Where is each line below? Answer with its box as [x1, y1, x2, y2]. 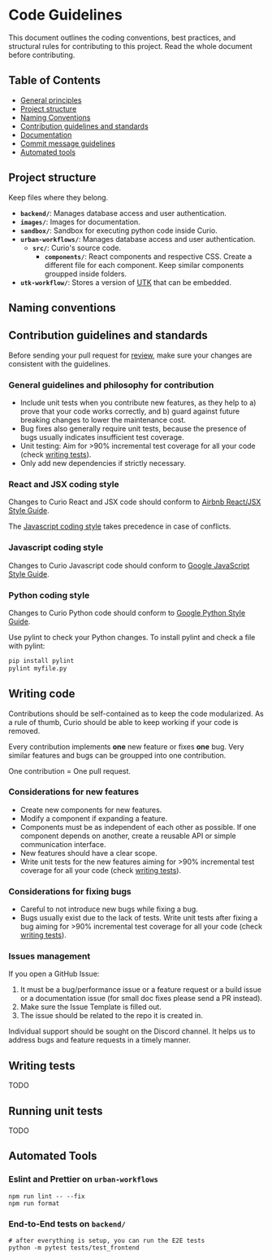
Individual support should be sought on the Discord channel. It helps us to [8, 1026, 256, 1036]
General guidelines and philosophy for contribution [8, 379, 214, 390]
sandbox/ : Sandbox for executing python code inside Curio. [19, 226, 218, 235]
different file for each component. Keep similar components [44, 260, 244, 270]
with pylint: [8, 641, 45, 651]
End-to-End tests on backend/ [8, 1218, 126, 1229]
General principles [19, 95, 82, 105]
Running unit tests [8, 1104, 103, 1117]
